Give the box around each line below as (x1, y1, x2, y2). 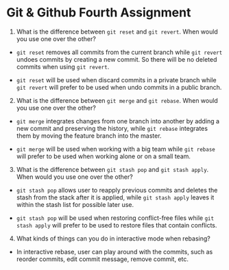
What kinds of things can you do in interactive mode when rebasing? (16, 234, 210, 243)
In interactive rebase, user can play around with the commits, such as (16, 247, 213, 256)
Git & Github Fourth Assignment (6, 5, 191, 21)
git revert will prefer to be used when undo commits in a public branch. (16, 83, 222, 91)
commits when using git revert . (16, 62, 110, 71)
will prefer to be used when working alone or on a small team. (16, 152, 191, 160)
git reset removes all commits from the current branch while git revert (16, 48, 223, 56)
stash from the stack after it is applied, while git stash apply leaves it (16, 193, 215, 201)
